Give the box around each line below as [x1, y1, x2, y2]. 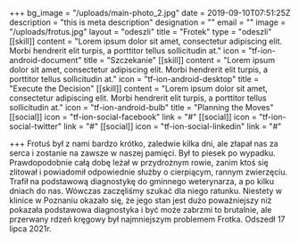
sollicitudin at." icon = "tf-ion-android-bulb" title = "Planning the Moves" [9, 102, 274, 112]
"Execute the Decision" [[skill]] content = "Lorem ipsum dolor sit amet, [9, 84, 268, 93]
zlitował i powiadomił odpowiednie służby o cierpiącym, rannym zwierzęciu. [9, 166, 288, 177]
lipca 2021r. [9, 223, 52, 234]
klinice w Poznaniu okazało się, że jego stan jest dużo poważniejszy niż [9, 195, 272, 206]
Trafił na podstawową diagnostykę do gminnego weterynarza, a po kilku [9, 176, 275, 186]
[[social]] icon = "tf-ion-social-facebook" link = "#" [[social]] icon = [9, 111, 257, 122]
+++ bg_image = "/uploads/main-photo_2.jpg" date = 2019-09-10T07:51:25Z [9, 8, 291, 18]
